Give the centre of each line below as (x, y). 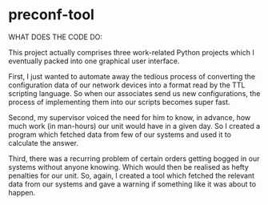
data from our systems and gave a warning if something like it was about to (132, 184)
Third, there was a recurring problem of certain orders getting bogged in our (134, 159)
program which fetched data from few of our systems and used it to (120, 135)
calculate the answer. (43, 143)
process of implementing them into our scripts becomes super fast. (119, 102)
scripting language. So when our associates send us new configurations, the (134, 93)
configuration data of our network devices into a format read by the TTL (127, 85)
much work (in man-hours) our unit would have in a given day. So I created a (134, 126)
